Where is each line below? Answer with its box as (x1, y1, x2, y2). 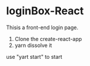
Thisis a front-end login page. (6, 24, 79, 31)
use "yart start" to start (6, 53, 63, 60)
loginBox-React (6, 4, 84, 18)
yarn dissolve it (14, 42, 52, 49)
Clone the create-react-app (14, 35, 82, 42)
